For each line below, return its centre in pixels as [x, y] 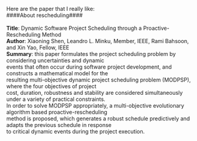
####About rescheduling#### [45, 15]
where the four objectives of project [51, 86]
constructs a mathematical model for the [57, 73]
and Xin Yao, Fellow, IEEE [38, 47]
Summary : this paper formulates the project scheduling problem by [91, 54]
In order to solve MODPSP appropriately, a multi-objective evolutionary [95, 105]
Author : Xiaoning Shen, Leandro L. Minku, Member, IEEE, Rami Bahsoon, [98, 41]
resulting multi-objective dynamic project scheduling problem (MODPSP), [99, 80]
